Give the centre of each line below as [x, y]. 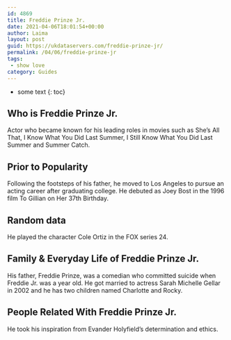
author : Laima [28, 33]
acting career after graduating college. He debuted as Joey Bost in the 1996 [116, 191]
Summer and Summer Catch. [49, 145]
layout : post [26, 40]
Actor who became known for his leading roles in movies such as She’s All [113, 130]
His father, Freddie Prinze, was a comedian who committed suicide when [112, 275]
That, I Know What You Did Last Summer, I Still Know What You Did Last [110, 138]
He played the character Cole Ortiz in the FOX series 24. [88, 236]
